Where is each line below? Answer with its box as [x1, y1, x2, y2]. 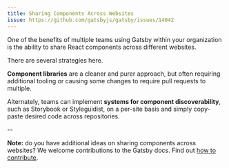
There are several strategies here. [7, 56, 103, 64]
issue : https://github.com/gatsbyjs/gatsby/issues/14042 [7, 17, 175, 23]
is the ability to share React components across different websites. [7, 43, 197, 51]
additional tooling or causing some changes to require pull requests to [7, 76, 206, 85]
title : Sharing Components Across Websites [7, 10, 135, 17]
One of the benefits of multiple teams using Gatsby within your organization [7, 35, 222, 43]
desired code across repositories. [24, 112, 120, 120]
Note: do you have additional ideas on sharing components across [7, 138, 197, 147]
